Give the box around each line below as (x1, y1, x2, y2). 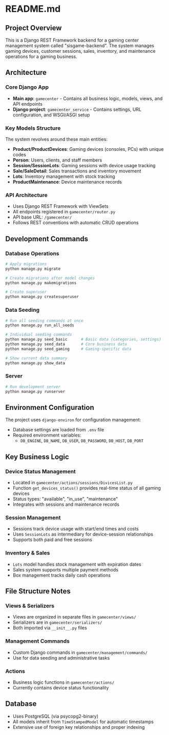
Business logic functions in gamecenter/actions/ (12, 679, 115, 685)
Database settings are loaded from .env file (12, 427, 104, 433)
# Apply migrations (5, 261, 47, 267)
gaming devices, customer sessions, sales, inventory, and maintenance (5, 48, 156, 54)
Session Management (5, 514, 61, 521)
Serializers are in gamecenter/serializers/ (12, 619, 102, 626)
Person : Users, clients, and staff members (12, 157, 102, 163)
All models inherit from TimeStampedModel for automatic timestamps (12, 719, 154, 725)
